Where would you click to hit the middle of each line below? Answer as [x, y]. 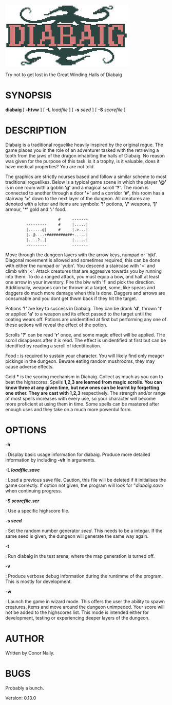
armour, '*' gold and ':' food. [36, 209]
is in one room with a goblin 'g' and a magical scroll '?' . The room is [77, 187]
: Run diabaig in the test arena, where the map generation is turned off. [80, 556]
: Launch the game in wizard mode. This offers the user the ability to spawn [85, 601]
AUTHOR [25, 639]
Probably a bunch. [25, 688]
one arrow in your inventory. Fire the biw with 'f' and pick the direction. [80, 282]
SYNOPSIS [29, 95]
